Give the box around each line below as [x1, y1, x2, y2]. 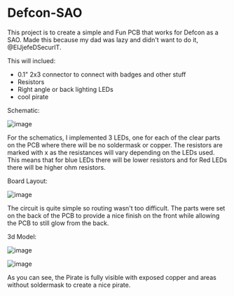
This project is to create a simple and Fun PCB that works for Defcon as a [7, 28, 219, 36]
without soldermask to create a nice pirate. [7, 281, 131, 289]
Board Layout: [7, 177, 48, 185]
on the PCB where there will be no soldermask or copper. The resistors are [7, 140, 223, 149]
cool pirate [17, 93, 49, 101]
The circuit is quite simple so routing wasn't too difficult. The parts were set [7, 203, 226, 212]
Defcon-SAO [7, 5, 83, 21]
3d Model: [7, 232, 37, 241]
